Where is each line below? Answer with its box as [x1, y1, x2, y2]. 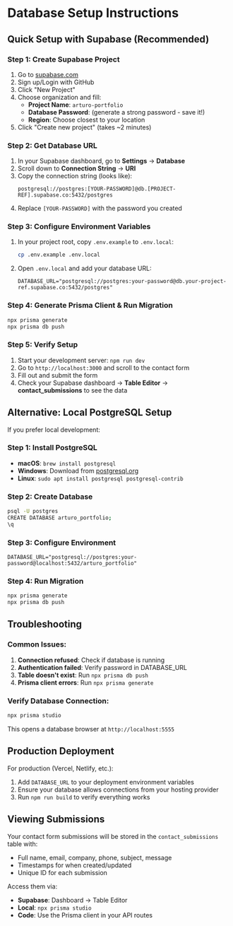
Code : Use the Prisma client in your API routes [17, 910, 153, 919]
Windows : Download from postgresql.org [17, 466, 139, 475]
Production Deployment [7, 745, 114, 758]
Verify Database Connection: [7, 695, 109, 705]
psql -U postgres [7, 508, 59, 515]
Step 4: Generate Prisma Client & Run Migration [7, 301, 173, 311]
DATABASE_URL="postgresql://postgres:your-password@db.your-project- [17, 278, 227, 285]
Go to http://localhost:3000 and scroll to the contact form [17, 363, 190, 372]
